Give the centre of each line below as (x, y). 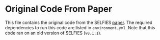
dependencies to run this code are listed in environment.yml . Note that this (80, 27)
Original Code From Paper (59, 9)
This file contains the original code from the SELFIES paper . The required (79, 22)
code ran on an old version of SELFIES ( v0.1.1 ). (53, 33)
